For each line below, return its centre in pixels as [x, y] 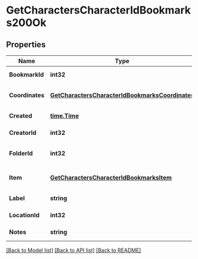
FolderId [21, 153]
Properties [26, 44]
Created [21, 116]
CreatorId [23, 133]
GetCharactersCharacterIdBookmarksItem [111, 177]
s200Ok [26, 23]
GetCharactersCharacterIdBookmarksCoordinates [122, 95]
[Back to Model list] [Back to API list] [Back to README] [74, 250]
